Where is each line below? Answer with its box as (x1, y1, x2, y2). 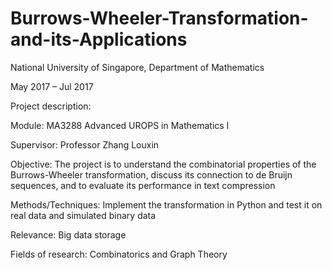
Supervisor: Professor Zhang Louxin (10, 138, 160, 151)
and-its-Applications (10, 28, 188, 51)
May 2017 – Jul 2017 (10, 80, 94, 92)
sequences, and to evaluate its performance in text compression (10, 179, 276, 191)
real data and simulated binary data (10, 209, 157, 221)
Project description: (10, 100, 92, 112)
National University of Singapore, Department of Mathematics (10, 61, 265, 73)
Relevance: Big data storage (10, 228, 127, 241)
